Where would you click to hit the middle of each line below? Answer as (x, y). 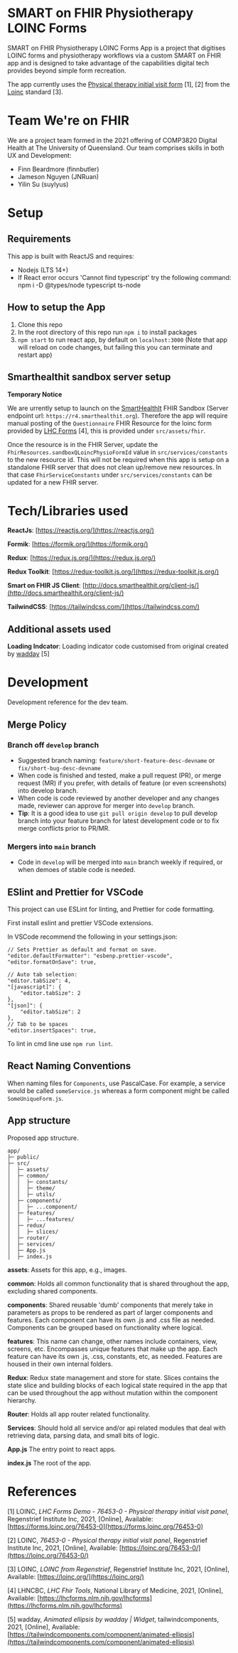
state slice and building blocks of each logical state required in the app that (117, 1385)
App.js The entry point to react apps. (62, 1449)
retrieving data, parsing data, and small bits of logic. (83, 1435)
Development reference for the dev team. (68, 702)
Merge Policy (37, 725)
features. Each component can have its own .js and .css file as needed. (111, 1320)
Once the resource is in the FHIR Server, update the (83, 444)
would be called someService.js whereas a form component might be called (118, 1091)
